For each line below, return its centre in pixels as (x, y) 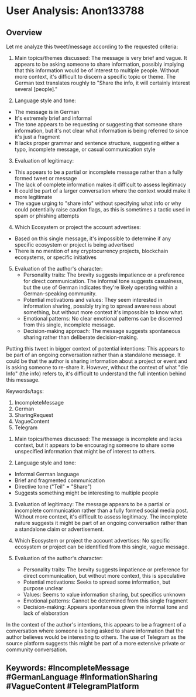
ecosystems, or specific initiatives (55, 257)
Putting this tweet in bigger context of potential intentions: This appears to (96, 348)
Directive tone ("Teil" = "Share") (53, 486)
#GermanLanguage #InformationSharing (82, 677)
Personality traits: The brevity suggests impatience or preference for (106, 570)
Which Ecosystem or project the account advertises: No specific (92, 541)
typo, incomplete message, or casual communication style (85, 149)
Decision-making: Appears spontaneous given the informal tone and (106, 607)
